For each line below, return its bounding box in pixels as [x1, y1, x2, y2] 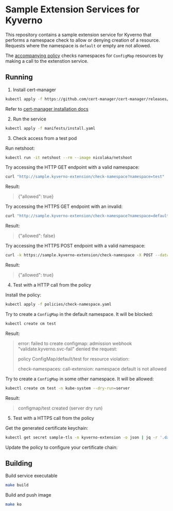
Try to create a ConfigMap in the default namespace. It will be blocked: [5, 311, 153, 317]
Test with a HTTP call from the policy [12, 282, 92, 288]
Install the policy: [5, 292, 41, 298]
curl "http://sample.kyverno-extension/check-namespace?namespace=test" [5, 174, 165, 180]
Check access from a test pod [12, 135, 77, 141]
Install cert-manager [12, 86, 57, 93]
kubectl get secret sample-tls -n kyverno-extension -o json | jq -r [5, 435, 158, 440]
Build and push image [5, 492, 51, 498]
